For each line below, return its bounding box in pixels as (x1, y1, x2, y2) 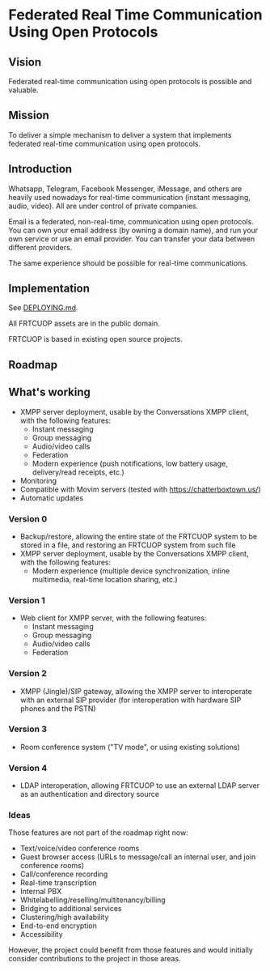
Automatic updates (19, 492, 83, 503)
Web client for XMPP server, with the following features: (19, 613, 207, 623)
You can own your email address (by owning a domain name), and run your (8, 225, 259, 235)
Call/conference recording (19, 869, 108, 879)
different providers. (8, 242, 73, 252)
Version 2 (8, 668, 47, 679)
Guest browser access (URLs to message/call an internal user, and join (19, 852, 256, 862)
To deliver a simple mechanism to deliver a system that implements (8, 130, 232, 139)
